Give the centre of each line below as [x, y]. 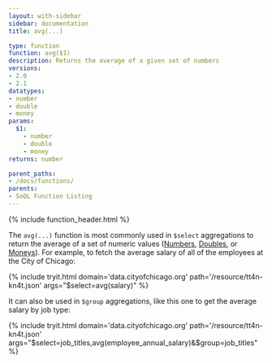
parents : [23, 189]
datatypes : [27, 91]
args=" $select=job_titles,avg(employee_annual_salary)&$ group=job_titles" [133, 343]
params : [22, 121]
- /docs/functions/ [41, 181]
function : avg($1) [39, 54]
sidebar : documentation [49, 24]
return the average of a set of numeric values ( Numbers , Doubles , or [123, 244]
